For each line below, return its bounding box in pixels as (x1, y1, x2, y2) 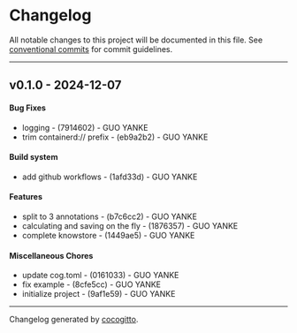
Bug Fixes (9, 102, 47, 113)
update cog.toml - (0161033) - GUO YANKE (21, 270, 179, 281)
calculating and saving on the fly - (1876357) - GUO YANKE (21, 220, 239, 231)
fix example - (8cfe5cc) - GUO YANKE (21, 279, 162, 290)
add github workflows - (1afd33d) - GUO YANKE (21, 171, 198, 182)
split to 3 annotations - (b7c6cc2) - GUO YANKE (21, 211, 197, 222)
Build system (9, 152, 58, 163)
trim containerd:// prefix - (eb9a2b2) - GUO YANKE (21, 132, 209, 142)
